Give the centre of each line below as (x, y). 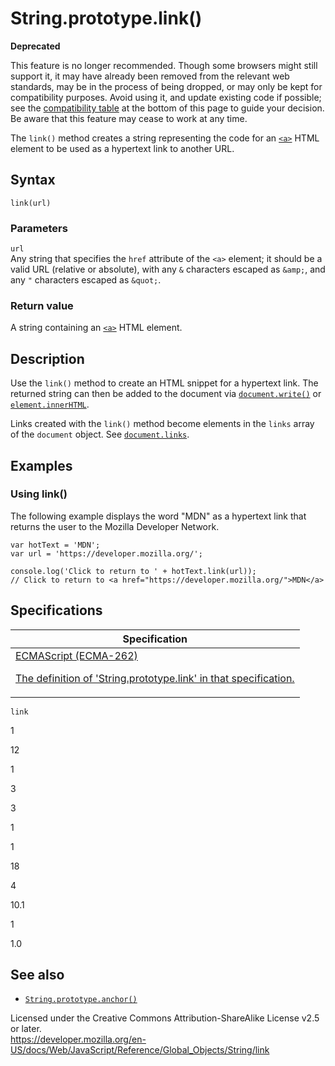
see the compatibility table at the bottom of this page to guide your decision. (167, 108)
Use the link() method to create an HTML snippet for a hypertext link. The (164, 383)
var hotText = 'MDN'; (55, 545)
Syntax (33, 180)
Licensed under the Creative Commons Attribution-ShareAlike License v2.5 (165, 1018)
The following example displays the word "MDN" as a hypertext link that (158, 516)
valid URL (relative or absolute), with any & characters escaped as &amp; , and (168, 269)
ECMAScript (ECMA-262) (76, 655)
